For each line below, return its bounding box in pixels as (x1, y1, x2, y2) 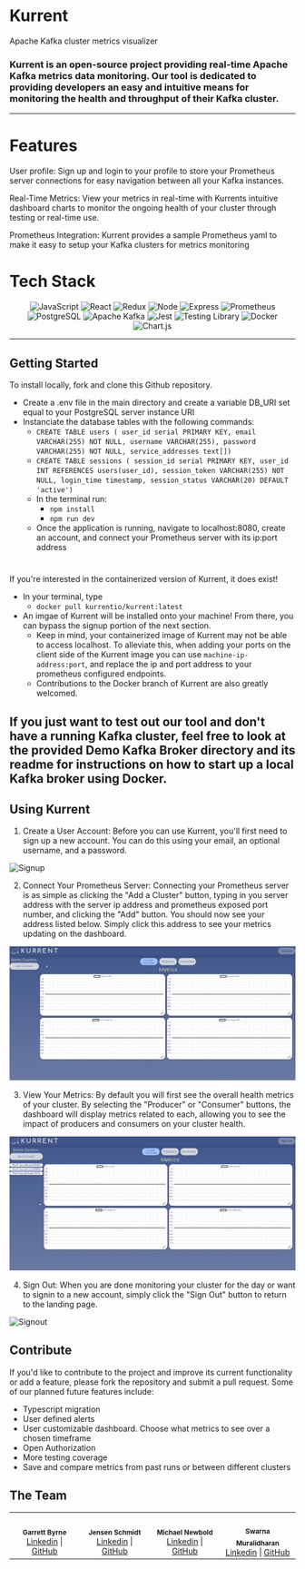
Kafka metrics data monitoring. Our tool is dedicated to (9, 69, 257, 82)
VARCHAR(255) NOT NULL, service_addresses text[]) (35, 447, 232, 456)
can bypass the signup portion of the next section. (22, 620, 212, 631)
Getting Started (9, 355, 99, 370)
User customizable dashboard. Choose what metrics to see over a (22, 1423, 271, 1434)
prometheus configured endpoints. (35, 668, 166, 679)
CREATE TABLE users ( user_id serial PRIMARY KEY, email (35, 428, 257, 437)
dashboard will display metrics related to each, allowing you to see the (22, 1109, 286, 1120)
